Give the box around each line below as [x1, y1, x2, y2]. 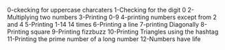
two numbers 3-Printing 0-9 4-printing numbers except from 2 [40, 13, 217, 21]
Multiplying [7, 13, 39, 21]
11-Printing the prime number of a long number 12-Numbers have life [7, 35, 201, 43]
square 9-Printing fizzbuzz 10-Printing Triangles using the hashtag [30, 27, 219, 36]
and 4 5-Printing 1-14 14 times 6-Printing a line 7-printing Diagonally [7, 21, 200, 28]
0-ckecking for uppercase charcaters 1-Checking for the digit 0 [7, 6, 187, 14]
